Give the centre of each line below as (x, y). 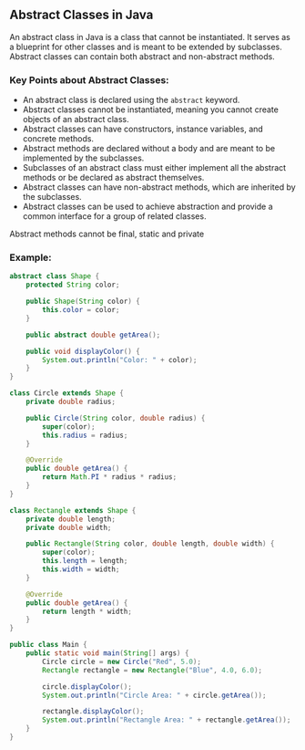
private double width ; (69, 527)
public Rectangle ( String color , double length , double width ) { (150, 544)
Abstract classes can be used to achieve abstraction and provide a (147, 207)
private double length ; (71, 519)
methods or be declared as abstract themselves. (113, 178)
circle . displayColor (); (87, 687)
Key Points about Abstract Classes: (90, 79)
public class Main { (49, 645)
